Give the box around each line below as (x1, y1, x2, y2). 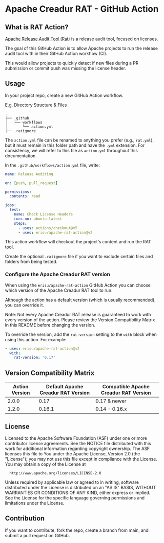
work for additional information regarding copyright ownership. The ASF (5, 446, 150, 451)
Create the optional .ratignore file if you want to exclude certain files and (5, 254, 153, 260)
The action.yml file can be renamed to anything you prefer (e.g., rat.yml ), (5, 137, 154, 143)
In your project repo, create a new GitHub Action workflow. (5, 92, 123, 98)
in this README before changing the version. (5, 322, 96, 328)
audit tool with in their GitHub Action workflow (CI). (5, 50, 107, 56)
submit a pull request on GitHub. (5, 532, 70, 538)
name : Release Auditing (5, 171, 54, 177)
